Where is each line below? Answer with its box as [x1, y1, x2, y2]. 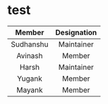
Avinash [16, 51, 43, 60]
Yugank [17, 73, 42, 83]
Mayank [16, 85, 44, 95]
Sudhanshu [11, 39, 49, 49]
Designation [55, 27, 97, 37]
